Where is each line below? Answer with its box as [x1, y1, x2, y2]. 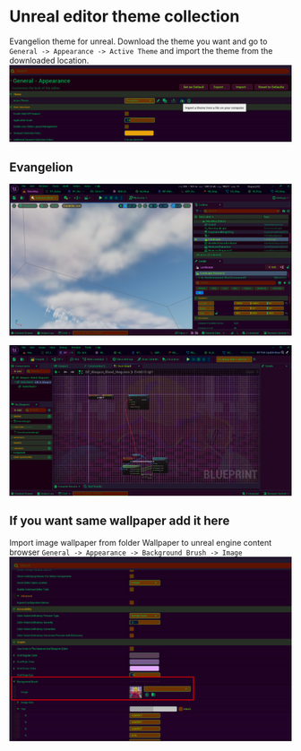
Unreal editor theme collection [9, 6, 240, 27]
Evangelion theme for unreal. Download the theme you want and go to [9, 36, 268, 47]
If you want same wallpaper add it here [9, 514, 230, 529]
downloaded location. [9, 55, 90, 65]
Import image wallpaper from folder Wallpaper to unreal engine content [9, 537, 272, 548]
